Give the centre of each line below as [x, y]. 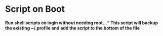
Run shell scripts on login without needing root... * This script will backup [81, 23]
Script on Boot [35, 9]
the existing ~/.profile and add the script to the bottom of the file [72, 28]
